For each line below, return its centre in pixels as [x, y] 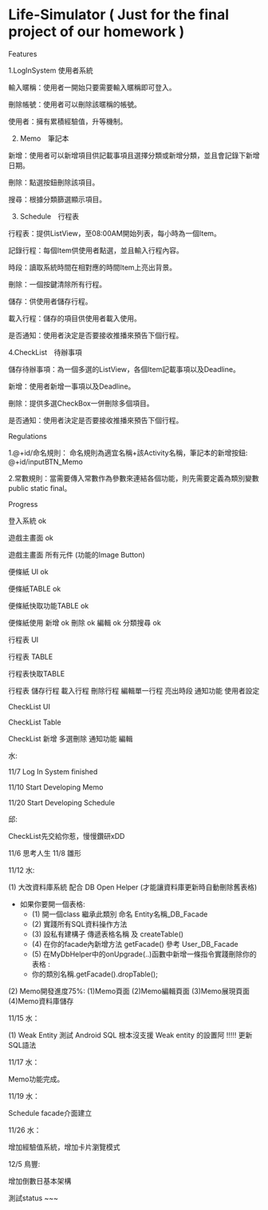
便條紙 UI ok [29, 571]
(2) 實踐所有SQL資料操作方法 [79, 924]
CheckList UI [29, 706]
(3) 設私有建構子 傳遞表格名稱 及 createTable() [108, 934]
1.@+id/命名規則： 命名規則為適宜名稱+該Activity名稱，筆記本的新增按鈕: [128, 453]
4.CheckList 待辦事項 [45, 352]
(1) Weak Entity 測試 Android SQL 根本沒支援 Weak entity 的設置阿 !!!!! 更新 [130, 1035]
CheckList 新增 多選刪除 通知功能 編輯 [71, 738]
